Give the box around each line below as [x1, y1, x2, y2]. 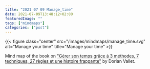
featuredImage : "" [5, 16, 43, 21]
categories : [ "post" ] [5, 25, 49, 30]
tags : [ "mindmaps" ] [5, 20, 45, 26]
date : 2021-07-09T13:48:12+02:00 [5, 12, 73, 17]
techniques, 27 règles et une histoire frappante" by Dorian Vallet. [5, 58, 136, 64]
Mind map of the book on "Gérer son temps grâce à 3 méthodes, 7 [5, 53, 139, 59]
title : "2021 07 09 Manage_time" [5, 7, 73, 12]
